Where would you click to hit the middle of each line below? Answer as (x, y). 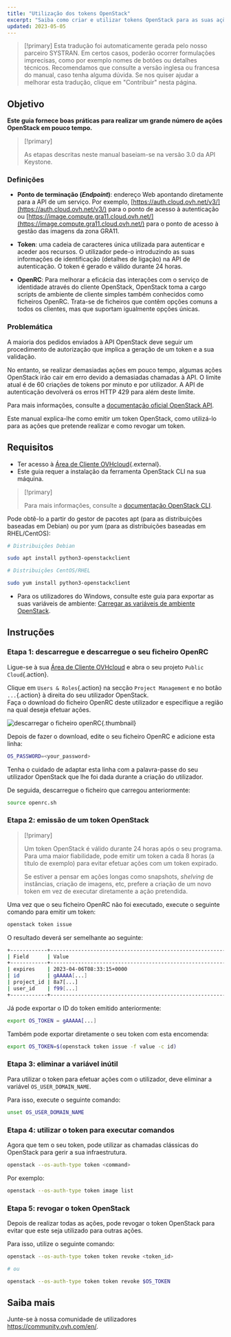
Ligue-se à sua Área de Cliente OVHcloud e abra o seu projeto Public (106, 667)
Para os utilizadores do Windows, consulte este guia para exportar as (115, 597)
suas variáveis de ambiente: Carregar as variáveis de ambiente (106, 603)
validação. (22, 356)
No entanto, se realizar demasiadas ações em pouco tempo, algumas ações (114, 370)
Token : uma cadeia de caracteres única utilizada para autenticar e (111, 244)
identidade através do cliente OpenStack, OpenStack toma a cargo (111, 287)
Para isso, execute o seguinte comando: (64, 1100)
